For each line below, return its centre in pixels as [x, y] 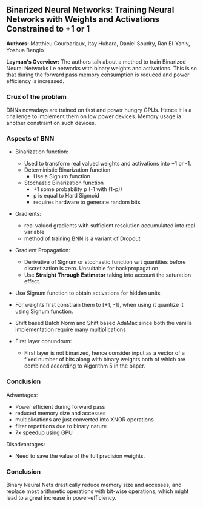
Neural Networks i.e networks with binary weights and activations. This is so [101, 68]
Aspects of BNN [30, 139]
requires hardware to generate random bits [87, 202]
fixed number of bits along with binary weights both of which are [105, 360]
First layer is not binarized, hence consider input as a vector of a [104, 353]
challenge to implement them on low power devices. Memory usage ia [94, 116]
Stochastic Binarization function [64, 183]
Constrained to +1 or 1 [48, 29]
